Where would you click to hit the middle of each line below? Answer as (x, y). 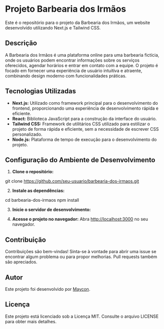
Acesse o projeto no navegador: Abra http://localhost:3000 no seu (80, 219)
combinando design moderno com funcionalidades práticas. (66, 76)
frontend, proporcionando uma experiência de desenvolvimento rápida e (85, 108)
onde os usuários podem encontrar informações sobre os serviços (72, 60)
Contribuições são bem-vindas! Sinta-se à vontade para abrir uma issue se (81, 252)
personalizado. (27, 134)
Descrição (21, 43)
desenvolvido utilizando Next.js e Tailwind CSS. (53, 27)
